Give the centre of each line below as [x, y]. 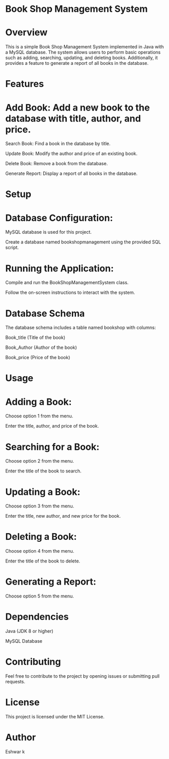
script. [12, 248]
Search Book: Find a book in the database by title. [58, 144]
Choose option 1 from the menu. [39, 416]
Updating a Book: [43, 492]
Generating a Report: [51, 582]
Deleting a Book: [41, 537]
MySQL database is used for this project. [49, 232]
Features [25, 84]
